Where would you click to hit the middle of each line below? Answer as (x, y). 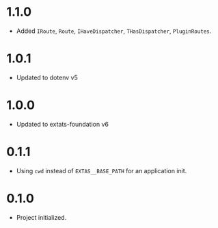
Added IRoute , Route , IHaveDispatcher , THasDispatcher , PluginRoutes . (114, 31)
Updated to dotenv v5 (47, 77)
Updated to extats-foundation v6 (62, 124)
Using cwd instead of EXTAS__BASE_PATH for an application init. (101, 170)
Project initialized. (41, 217)
